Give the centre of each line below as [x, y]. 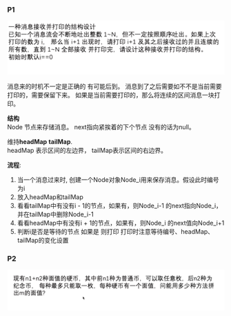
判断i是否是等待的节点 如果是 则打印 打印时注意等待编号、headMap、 [115, 231]
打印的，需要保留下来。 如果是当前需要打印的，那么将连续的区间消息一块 [111, 95]
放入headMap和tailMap [50, 197]
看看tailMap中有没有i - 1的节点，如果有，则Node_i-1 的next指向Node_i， [120, 205]
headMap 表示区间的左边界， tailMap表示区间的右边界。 [87, 150]
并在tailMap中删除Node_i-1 [56, 214]
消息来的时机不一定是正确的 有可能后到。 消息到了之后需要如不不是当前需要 [114, 86]
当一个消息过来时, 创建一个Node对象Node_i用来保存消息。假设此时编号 [118, 179]
